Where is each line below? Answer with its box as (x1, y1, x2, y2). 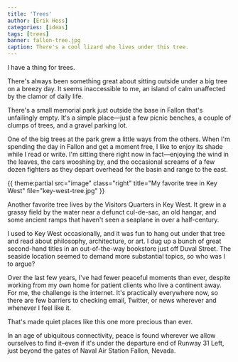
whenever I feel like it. (7, 304, 72, 312)
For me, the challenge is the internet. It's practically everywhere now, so (7, 289, 219, 296)
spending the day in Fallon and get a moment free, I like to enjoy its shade (7, 143, 223, 150)
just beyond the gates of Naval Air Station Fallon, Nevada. (7, 346, 176, 355)
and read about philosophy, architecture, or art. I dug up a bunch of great (7, 237, 222, 245)
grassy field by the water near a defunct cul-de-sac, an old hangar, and (7, 208, 217, 216)
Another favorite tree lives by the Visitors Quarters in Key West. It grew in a (7, 200, 227, 209)
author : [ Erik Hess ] (7, 17, 69, 24)
